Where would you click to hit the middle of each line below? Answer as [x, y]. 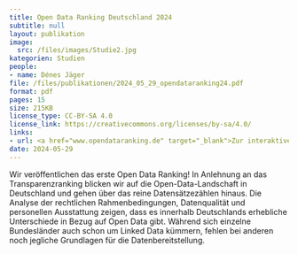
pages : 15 [27, 100]
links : [21, 133]
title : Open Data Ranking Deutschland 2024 [91, 17]
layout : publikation [47, 34]
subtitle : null [37, 26]
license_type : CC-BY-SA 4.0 [61, 116]
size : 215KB [31, 108]
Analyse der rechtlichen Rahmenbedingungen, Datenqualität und [127, 202]
